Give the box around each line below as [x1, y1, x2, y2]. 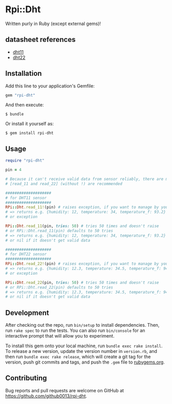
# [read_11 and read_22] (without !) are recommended [5, 181, 123, 186]
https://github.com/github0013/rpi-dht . [5, 393, 88, 399]
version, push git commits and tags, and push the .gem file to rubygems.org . [5, 359, 165, 365]
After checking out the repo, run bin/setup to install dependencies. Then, [5, 322, 160, 328]
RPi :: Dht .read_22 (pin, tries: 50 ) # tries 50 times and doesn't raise [5, 280, 159, 285]
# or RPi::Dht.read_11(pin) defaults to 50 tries [5, 228, 114, 233]
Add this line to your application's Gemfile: [5, 83, 95, 89]
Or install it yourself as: [5, 121, 54, 127]
